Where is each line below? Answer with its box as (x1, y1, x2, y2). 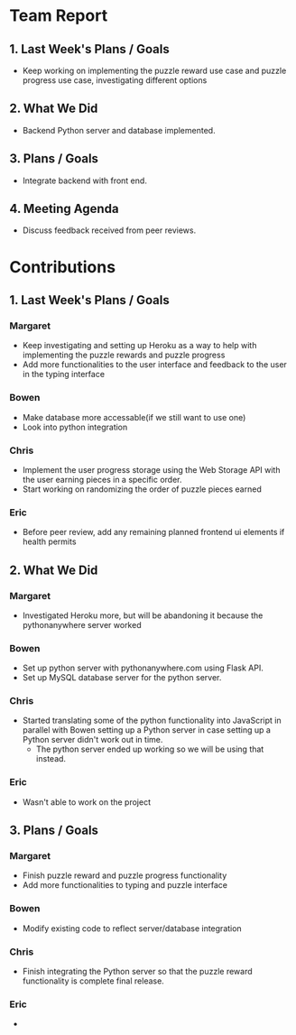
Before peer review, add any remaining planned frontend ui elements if (22, 527, 285, 538)
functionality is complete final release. (22, 975, 164, 986)
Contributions (9, 256, 116, 277)
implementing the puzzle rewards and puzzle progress (22, 349, 226, 361)
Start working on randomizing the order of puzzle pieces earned (22, 484, 262, 494)
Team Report (9, 5, 108, 26)
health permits (22, 536, 77, 547)
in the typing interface (22, 369, 106, 380)
